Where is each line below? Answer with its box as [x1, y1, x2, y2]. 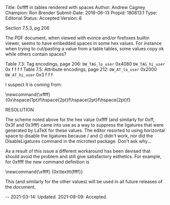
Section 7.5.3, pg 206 [5, 25, 50, 31]
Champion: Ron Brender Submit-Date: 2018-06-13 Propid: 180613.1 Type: [5, 10, 157, 16]
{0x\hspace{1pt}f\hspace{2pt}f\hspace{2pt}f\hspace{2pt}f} [5, 97, 131, 103]
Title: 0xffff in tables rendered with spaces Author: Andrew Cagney [5, 5, 146, 10]
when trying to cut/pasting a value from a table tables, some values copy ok [5, 46, 164, 51]
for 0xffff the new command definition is [5, 159, 90, 165]
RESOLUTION [5, 107, 34, 112]
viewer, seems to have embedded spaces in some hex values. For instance [5, 40, 162, 46]
